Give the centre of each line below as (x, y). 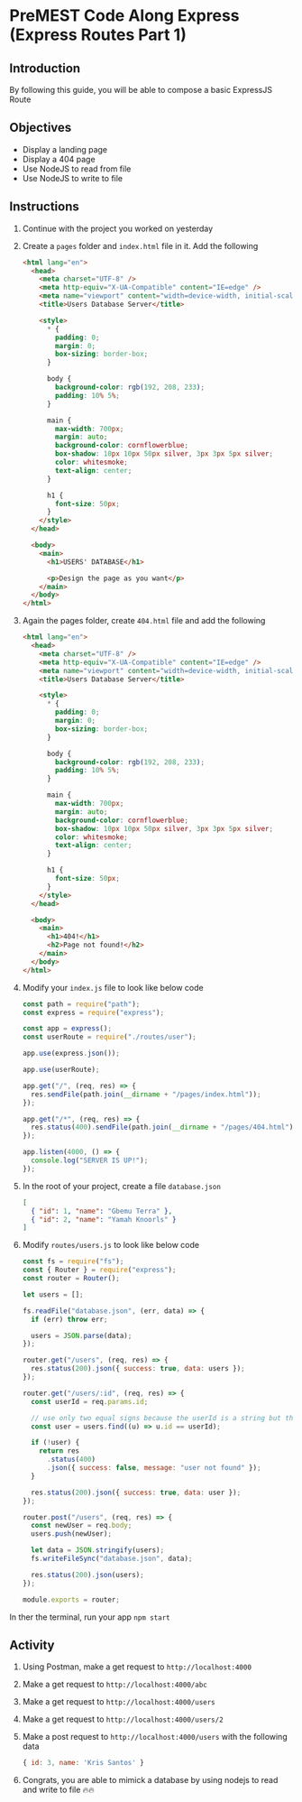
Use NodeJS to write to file (73, 178)
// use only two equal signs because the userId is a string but (156, 1418)
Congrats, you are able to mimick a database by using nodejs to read (150, 1780)
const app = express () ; (67, 1029)
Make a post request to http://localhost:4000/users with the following (155, 1737)
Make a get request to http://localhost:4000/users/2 (123, 1719)
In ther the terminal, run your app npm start (90, 1617)
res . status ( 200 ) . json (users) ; (87, 1575)
